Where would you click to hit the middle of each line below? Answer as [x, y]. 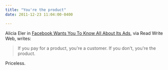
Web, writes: [18, 38]
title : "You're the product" [36, 10]
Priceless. [16, 63]
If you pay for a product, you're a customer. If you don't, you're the [87, 48]
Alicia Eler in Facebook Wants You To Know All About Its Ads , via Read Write [84, 33]
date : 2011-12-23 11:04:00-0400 [39, 14]
